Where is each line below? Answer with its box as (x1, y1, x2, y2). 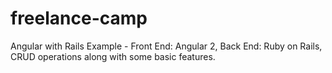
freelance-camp (10, 7, 148, 30)
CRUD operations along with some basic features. (10, 50, 216, 62)
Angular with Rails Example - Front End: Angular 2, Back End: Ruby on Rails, (10, 40, 323, 52)
